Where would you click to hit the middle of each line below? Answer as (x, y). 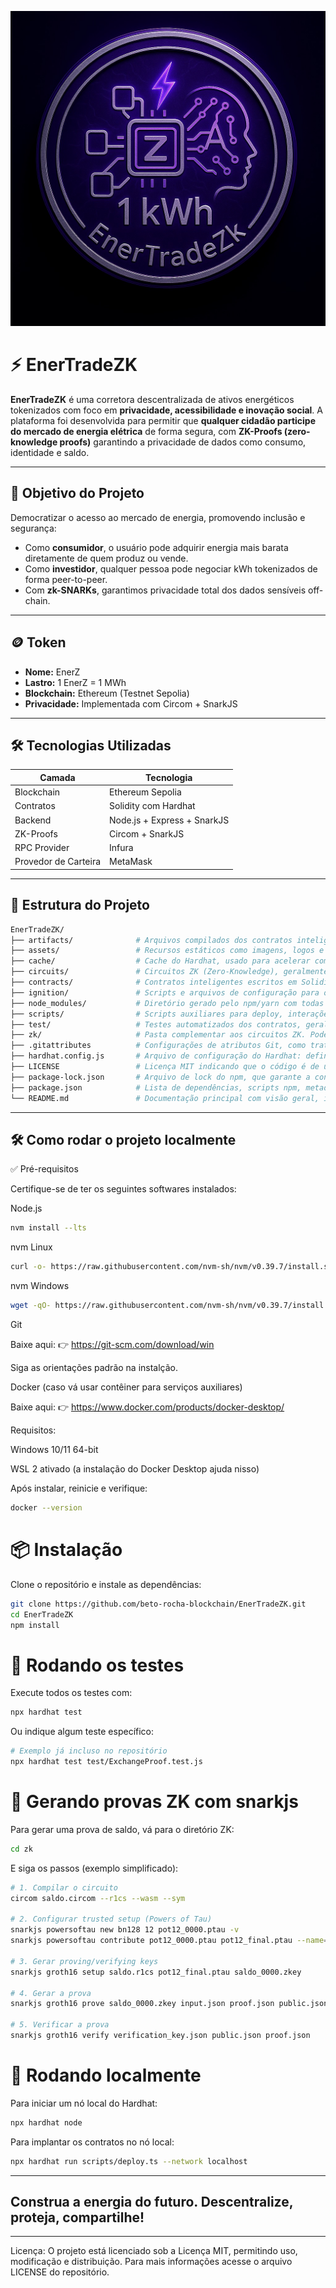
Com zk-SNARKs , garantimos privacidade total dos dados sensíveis (165, 590)
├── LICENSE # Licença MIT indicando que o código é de (165, 1067)
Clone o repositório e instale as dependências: (106, 1584)
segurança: (33, 528)
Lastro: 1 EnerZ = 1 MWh (75, 682)
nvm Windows (40, 1286)
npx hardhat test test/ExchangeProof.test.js (106, 1762)
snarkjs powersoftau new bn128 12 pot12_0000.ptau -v (125, 1930)
